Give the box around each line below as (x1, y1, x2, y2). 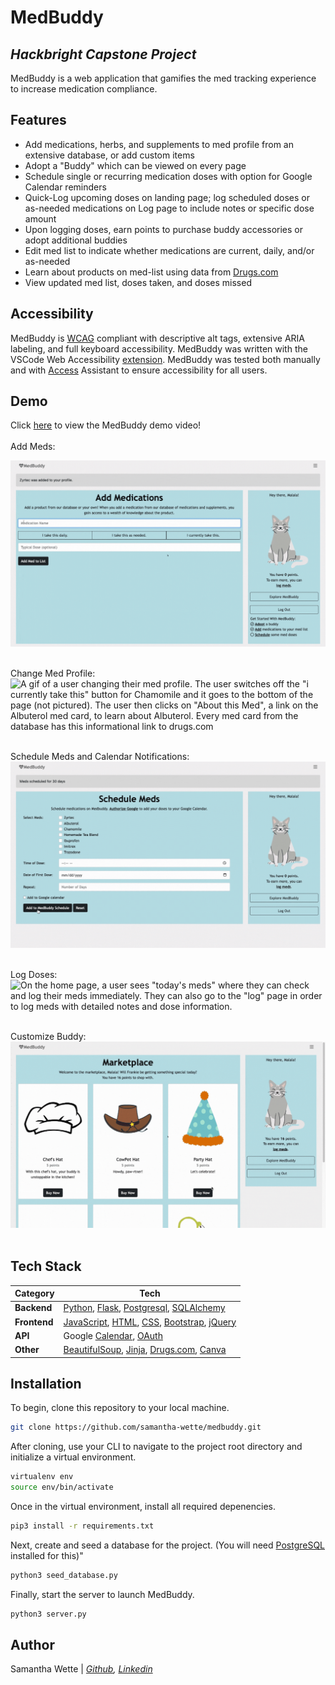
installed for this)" (10, 1549, 84, 1561)
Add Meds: (10, 441, 56, 453)
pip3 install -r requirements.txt (10, 1521, 155, 1531)
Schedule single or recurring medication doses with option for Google (24, 170, 313, 182)
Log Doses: (10, 968, 58, 980)
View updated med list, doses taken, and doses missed (24, 276, 252, 288)
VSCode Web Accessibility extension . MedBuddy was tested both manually (10, 353, 321, 365)
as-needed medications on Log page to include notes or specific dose (24, 202, 315, 214)
